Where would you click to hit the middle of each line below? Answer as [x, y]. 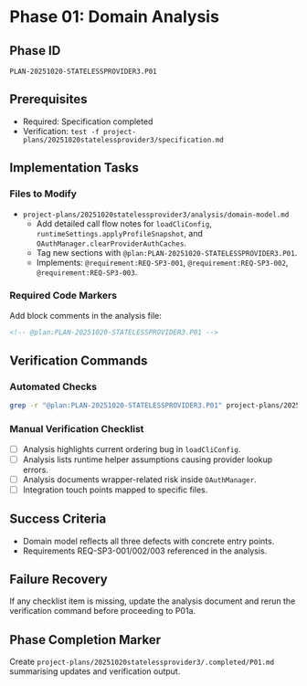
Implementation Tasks [74, 168]
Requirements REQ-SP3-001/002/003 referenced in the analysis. [145, 551]
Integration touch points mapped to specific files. [115, 490]
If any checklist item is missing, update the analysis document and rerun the [153, 601]
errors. [35, 470]
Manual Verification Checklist [77, 429]
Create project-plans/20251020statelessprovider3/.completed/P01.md [142, 662]
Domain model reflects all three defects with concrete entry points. [148, 541]
